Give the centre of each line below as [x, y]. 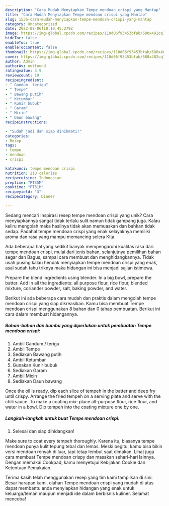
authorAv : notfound [26, 66]
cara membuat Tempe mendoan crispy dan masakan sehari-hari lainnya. [80, 457]
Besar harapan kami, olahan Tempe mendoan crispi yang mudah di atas [79, 483]
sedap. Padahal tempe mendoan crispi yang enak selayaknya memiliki [78, 231]
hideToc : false [21, 38]
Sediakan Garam [30, 370]
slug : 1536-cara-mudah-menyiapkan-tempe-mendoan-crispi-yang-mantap [78, 19]
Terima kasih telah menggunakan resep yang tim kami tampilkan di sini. [79, 477]
